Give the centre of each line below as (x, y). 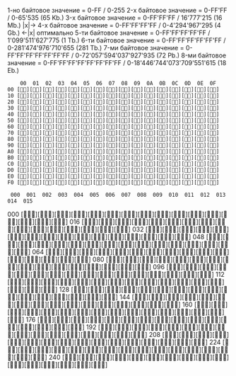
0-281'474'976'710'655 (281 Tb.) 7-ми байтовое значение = (96, 48)
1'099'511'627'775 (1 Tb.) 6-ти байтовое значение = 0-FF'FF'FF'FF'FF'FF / (117, 40)
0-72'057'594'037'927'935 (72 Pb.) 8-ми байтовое (151, 55)
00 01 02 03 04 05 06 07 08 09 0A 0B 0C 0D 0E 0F (118, 84)
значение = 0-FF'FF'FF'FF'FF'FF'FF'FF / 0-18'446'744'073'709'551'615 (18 (117, 63)
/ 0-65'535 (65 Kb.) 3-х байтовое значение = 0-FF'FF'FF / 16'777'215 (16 (115, 18)
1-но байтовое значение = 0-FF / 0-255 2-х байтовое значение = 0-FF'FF (117, 10)
